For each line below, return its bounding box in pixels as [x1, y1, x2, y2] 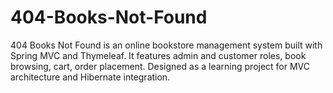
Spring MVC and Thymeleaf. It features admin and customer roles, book [10, 49, 307, 61]
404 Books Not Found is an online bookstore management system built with [10, 39, 323, 51]
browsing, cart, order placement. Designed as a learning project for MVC [10, 60, 311, 72]
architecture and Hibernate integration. [10, 71, 171, 83]
